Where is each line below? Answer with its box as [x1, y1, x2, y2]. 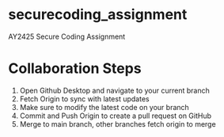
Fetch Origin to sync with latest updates [19, 93, 150, 104]
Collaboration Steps [8, 59, 142, 78]
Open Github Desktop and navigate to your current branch [19, 86, 210, 95]
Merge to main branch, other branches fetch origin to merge [19, 119, 216, 128]
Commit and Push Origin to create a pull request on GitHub [19, 111, 212, 120]
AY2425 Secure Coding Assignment [8, 32, 126, 41]
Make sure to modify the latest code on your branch [19, 102, 190, 112]
